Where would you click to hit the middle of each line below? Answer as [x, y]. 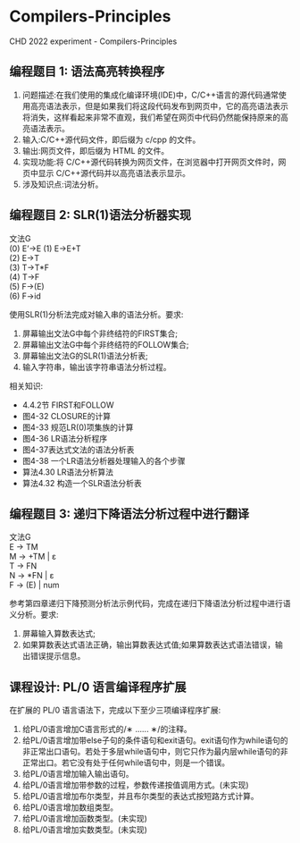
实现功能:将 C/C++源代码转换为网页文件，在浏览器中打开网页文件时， [150, 162]
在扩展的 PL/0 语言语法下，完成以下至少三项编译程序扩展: [115, 710]
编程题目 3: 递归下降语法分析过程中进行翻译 [129, 514]
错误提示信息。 [58, 656]
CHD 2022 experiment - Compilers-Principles [93, 41]
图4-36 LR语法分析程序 [65, 438]
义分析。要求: [34, 615]
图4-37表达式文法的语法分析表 [78, 450]
